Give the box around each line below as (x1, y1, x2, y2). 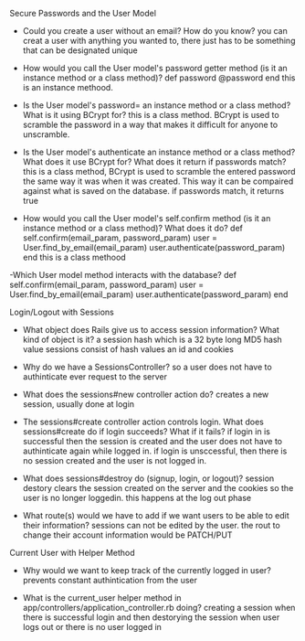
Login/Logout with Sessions (9, 306, 114, 317)
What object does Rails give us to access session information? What (22, 325, 280, 335)
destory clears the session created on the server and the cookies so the (22, 483, 294, 493)
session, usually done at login (22, 399, 135, 410)
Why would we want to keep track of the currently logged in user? (22, 565, 272, 575)
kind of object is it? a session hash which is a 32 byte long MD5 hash (22, 334, 283, 345)
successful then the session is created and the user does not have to (22, 436, 283, 446)
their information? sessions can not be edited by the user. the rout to (22, 520, 280, 530)
